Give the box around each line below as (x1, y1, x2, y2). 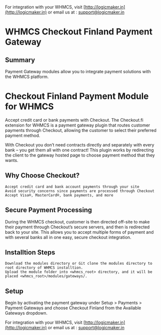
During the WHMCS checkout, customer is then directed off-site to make (5, 219, 150, 224)
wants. (5, 157, 18, 163)
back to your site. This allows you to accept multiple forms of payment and (5, 229, 154, 235)
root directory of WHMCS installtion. (5, 265, 83, 271)
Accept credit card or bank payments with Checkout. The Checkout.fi (5, 117, 144, 123)
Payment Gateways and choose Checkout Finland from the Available (5, 305, 141, 311)
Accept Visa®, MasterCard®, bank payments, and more (5, 192, 114, 198)
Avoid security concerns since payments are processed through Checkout (5, 189, 155, 193)
